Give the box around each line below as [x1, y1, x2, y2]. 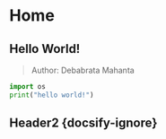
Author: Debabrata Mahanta [31, 65, 135, 75]
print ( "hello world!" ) [9, 91, 94, 100]
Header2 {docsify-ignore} [9, 116, 158, 131]
